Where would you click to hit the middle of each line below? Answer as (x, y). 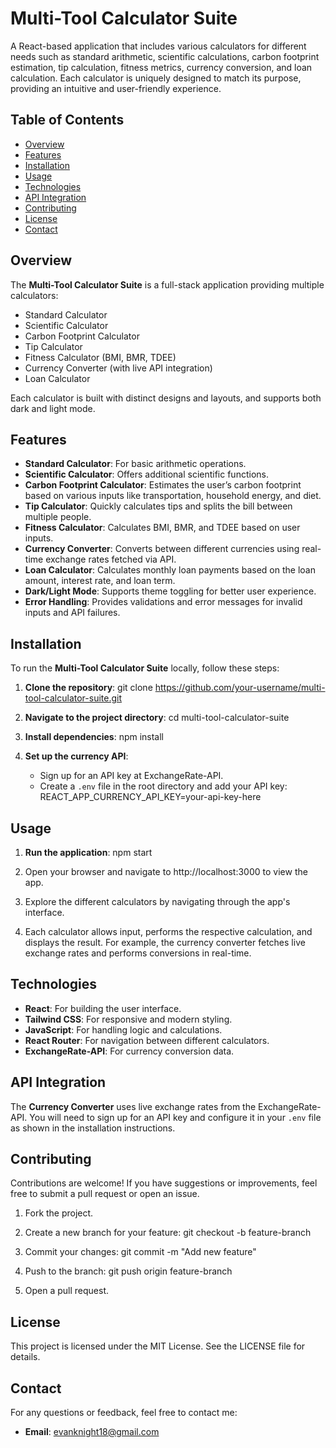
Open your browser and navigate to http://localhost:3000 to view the (166, 871)
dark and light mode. (53, 408)
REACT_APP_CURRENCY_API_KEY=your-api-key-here (150, 797)
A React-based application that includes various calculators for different (158, 46)
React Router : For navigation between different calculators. (147, 1040)
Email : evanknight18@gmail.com (92, 1432)
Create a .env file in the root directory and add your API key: (163, 786)
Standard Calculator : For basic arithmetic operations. (135, 464)
